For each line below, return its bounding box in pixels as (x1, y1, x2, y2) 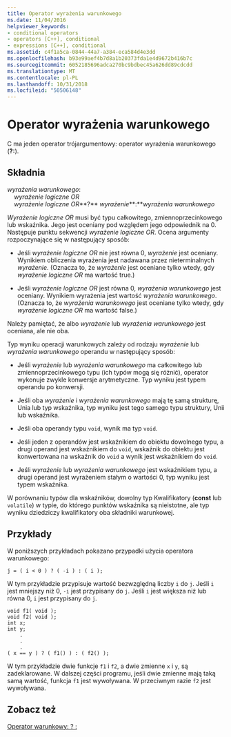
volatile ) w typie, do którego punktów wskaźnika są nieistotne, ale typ (7, 501, 210, 509)
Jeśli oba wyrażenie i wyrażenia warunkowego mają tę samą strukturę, (17, 396, 219, 404)
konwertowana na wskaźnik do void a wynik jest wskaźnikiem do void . (17, 452, 219, 460)
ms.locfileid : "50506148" (7, 87, 81, 94)
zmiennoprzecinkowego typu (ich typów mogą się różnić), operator (17, 368, 209, 376)
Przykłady (7, 529, 52, 540)
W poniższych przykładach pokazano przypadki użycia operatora (7, 547, 194, 555)
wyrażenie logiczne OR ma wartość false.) (17, 306, 138, 314)
